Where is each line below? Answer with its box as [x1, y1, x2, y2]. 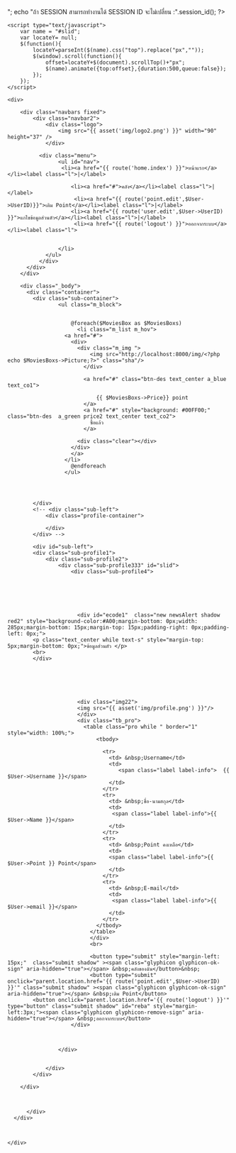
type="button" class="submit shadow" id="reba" [7, 1003, 151, 1010]
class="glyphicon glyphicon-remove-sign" [61, 1009, 186, 1016]
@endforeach [70, 463, 106, 470]
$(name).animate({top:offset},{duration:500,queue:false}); [45, 65, 227, 72]
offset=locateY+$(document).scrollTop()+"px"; [45, 59, 186, 66]
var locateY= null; [20, 34, 78, 41]
